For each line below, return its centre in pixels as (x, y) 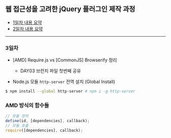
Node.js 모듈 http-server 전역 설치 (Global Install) (64, 82)
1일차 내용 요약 (27, 22)
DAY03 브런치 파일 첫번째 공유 (51, 71)
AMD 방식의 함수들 (27, 105)
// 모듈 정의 (17, 116)
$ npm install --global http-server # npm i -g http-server (70, 91)
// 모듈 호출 (17, 126)
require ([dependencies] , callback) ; (44, 130)
